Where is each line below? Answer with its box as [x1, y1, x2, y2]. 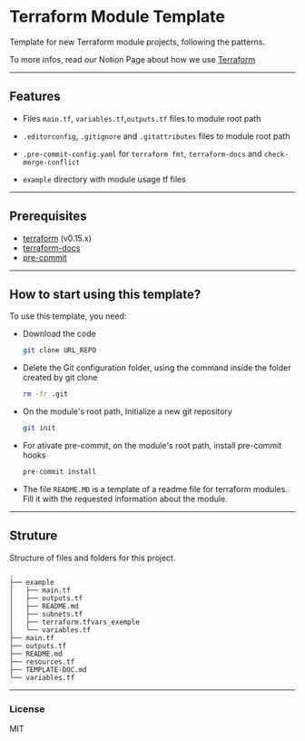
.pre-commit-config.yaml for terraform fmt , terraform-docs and [22, 148, 262, 159]
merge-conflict [22, 157, 81, 167]
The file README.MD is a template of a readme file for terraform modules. [22, 483, 288, 494]
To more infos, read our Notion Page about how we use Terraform [9, 54, 256, 64]
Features [9, 89, 61, 104]
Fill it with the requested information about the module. [22, 493, 229, 504]
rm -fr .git [22, 390, 68, 399]
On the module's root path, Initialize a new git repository [22, 406, 233, 417]
